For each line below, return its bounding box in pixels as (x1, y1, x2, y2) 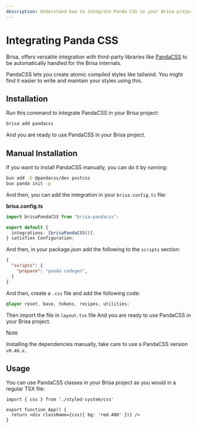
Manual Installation (6, 148, 78, 158)
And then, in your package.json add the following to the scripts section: (6, 246, 181, 253)
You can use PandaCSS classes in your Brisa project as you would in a (6, 379, 176, 386)
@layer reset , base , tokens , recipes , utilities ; (6, 301, 130, 307)
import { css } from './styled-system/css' (6, 396, 114, 403)
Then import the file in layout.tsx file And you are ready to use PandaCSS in (6, 311, 191, 319)
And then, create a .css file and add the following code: (6, 289, 141, 296)
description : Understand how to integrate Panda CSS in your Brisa (6, 8, 175, 15)
